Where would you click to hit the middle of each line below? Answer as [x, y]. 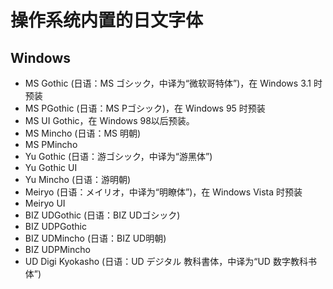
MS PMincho [51, 144]
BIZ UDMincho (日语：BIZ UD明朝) [95, 238]
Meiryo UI [45, 203]
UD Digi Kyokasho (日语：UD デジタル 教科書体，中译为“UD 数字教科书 [170, 261]
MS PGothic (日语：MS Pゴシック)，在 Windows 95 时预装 [145, 108]
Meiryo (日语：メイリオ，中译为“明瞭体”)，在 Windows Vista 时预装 [163, 192]
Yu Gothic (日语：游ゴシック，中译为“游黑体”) [118, 156]
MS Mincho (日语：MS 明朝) [83, 133]
